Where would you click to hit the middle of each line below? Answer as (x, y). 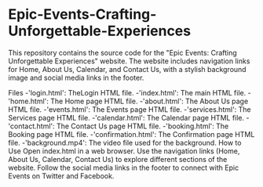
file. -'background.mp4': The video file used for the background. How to (125, 142)
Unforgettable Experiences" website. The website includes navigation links (129, 61)
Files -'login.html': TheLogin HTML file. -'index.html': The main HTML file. (127, 92)
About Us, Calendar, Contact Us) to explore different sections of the (118, 159)
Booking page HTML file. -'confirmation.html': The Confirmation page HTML (131, 134)
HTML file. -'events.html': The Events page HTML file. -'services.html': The (130, 109)
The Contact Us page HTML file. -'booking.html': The (142, 126)
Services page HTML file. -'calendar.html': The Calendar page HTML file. (126, 117)
